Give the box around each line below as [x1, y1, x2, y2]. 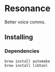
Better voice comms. [4, 19, 46, 25]
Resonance [4, 3, 51, 14]
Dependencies [4, 48, 40, 54]
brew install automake [4, 59, 50, 64]
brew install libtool [4, 63, 48, 68]
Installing [4, 33, 33, 41]
